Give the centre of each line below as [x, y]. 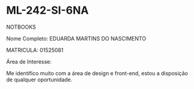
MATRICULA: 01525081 [35, 50]
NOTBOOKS [21, 27]
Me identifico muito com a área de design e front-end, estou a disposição [97, 73]
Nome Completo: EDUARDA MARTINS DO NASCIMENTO [76, 38]
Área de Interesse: [29, 62]
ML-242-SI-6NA [47, 10]
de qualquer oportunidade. [39, 79]
